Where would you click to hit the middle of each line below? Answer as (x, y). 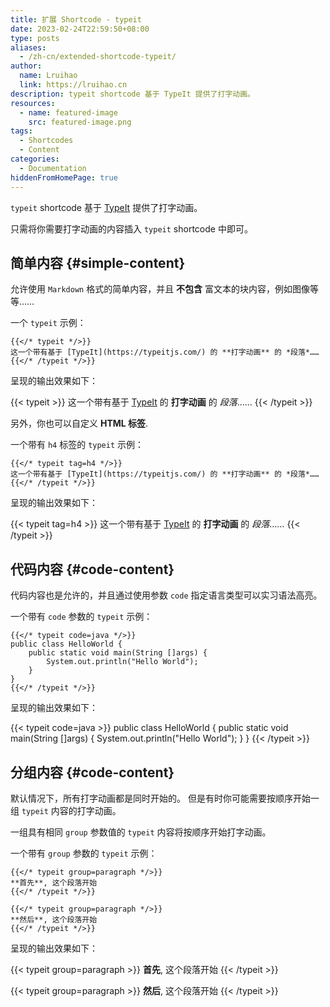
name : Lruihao (48, 76)
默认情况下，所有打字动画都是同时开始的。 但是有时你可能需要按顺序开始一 (165, 798)
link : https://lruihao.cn (73, 85)
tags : (21, 131)
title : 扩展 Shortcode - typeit (76, 19)
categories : (35, 159)
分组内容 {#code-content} (92, 772)
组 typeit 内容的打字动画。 (66, 810)
